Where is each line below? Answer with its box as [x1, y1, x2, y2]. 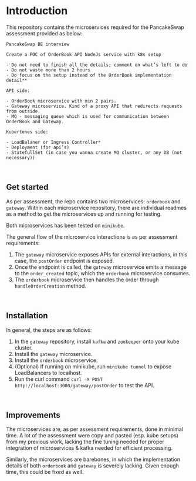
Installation [6, 311, 48, 321]
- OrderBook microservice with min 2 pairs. [6, 98, 117, 104]
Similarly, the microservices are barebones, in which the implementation [6, 456, 181, 463]
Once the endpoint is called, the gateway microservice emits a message [14, 263, 187, 271]
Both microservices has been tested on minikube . [6, 222, 125, 229]
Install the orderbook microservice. [14, 357, 98, 364]
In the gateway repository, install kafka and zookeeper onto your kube [14, 338, 180, 345]
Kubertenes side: [6, 129, 49, 135]
